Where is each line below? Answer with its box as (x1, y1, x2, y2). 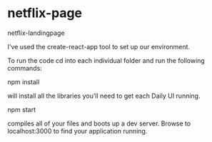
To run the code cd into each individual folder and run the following (7, 56, 205, 65)
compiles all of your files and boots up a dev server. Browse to (7, 119, 191, 128)
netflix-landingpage (7, 29, 66, 37)
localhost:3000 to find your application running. (7, 126, 148, 135)
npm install (7, 77, 40, 86)
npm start (7, 105, 36, 113)
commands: (7, 64, 43, 72)
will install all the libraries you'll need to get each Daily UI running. (7, 91, 201, 100)
